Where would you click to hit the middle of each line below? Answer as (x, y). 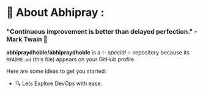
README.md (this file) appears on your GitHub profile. (71, 59)
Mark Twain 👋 (27, 39)
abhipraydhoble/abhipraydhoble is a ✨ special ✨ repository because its (98, 53)
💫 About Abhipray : (55, 13)
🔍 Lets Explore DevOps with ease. (59, 84)
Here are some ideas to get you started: (57, 71)
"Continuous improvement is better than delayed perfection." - (102, 32)
